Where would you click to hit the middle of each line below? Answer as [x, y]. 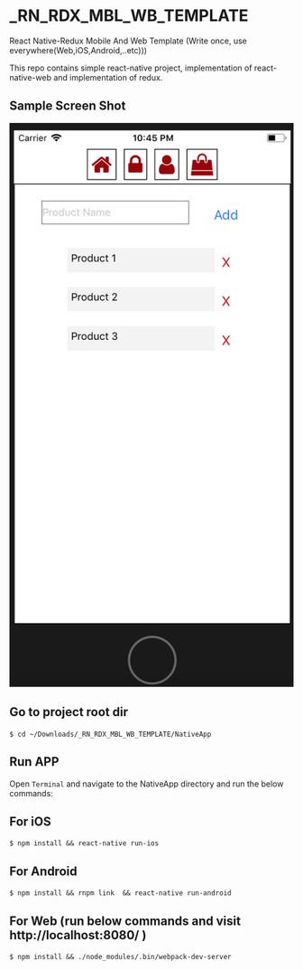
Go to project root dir [69, 712]
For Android [43, 871]
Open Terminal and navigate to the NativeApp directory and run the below [147, 784]
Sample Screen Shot [68, 106]
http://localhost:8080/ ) [78, 935]
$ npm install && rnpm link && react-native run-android [120, 893]
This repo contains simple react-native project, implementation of [131, 68]
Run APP [34, 762]
